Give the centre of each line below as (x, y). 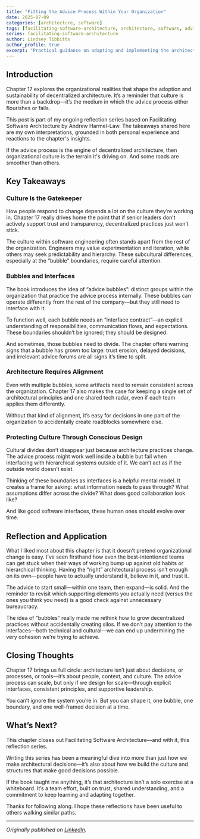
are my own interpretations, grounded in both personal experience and (93, 132)
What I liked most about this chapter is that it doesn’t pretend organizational (99, 550)
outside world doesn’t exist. (40, 469)
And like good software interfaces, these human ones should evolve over (96, 511)
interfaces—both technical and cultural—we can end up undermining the (95, 630)
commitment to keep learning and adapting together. (71, 794)
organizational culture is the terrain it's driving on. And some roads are (93, 156)
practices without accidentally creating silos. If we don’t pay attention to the (99, 624)
